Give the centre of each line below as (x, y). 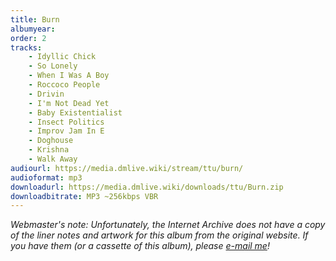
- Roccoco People (64, 85)
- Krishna (49, 150)
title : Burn (35, 19)
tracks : (26, 47)
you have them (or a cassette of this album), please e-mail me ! (140, 246)
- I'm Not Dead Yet (69, 103)
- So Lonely (53, 66)
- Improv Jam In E (66, 131)
